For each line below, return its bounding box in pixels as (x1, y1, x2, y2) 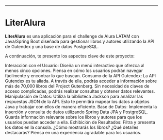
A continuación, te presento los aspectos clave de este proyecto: (5, 53, 135, 59)
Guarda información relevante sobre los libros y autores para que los (5, 114, 142, 120)
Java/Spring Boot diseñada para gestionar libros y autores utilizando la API (5, 38, 155, 44)
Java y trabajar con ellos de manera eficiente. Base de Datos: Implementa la (5, 104, 157, 109)
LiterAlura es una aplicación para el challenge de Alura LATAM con (5, 33, 139, 39)
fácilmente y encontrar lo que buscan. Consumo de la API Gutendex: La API (5, 72, 156, 78)
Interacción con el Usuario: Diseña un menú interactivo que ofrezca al (5, 62, 145, 68)
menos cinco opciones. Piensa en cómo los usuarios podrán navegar (5, 68, 143, 73)
